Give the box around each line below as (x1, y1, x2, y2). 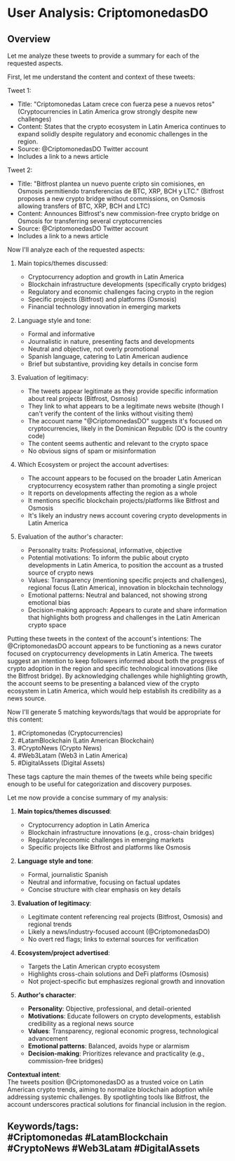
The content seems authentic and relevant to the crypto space (27, 440, 208, 447)
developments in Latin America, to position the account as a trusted (27, 561, 224, 569)
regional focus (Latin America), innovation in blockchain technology (27, 584, 223, 591)
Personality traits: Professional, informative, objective (27, 546, 182, 554)
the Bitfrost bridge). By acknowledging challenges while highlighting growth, (7, 672, 228, 680)
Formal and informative (27, 330, 95, 338)
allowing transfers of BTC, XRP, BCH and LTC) (17, 202, 151, 210)
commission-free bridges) (27, 1057, 104, 1065)
